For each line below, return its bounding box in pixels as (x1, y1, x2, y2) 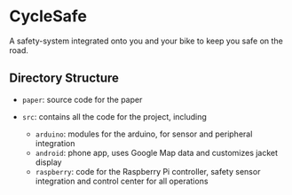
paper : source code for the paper (21, 94, 143, 105)
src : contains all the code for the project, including (21, 111, 207, 121)
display (35, 157, 62, 168)
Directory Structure (9, 71, 120, 86)
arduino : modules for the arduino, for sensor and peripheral (35, 129, 253, 139)
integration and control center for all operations (35, 175, 209, 186)
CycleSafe (9, 6, 87, 27)
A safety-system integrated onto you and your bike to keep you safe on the (9, 35, 284, 46)
